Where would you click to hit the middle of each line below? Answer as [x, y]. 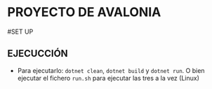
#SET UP [20, 32]
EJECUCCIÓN [38, 54]
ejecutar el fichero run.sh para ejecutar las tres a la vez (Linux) [108, 78]
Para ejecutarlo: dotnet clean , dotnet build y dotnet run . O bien [111, 70]
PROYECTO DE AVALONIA [84, 12]
